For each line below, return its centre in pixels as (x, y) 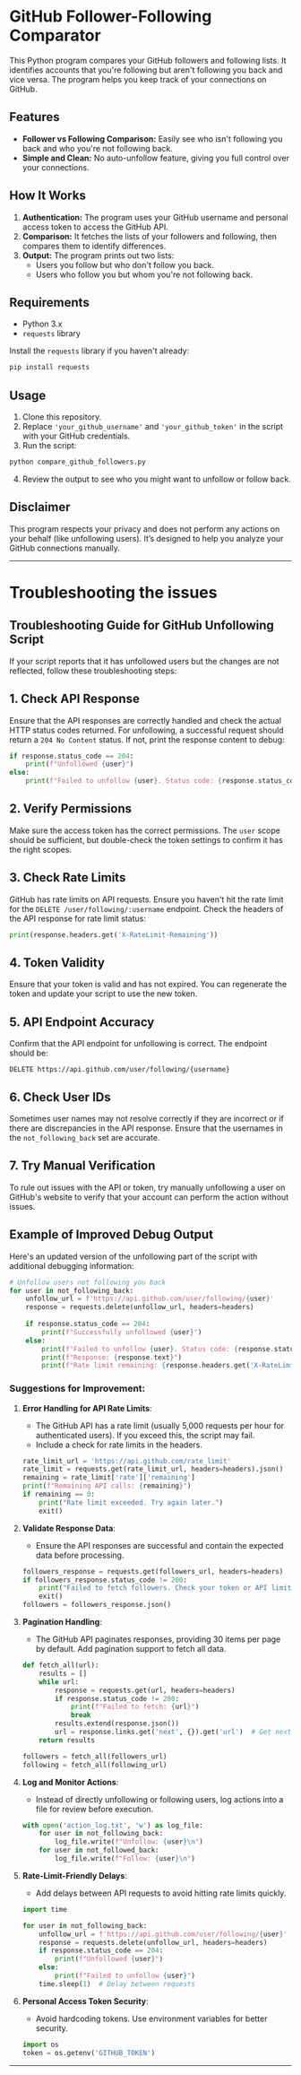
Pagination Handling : (62, 1622)
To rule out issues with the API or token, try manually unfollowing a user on (147, 1187)
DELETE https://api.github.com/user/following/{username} (120, 1070)
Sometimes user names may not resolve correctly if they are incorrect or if (146, 1119)
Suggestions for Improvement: (77, 1389)
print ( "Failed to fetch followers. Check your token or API (153, 1588)
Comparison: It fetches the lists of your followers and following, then (150, 236)
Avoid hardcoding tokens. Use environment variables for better (151, 2019)
